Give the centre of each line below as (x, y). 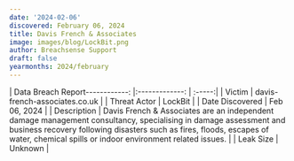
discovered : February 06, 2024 (67, 26)
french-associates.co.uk (54, 101)
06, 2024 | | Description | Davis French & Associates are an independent (141, 111)
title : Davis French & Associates (73, 34)
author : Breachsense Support (63, 50)
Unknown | (29, 148)
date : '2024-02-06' (45, 17)
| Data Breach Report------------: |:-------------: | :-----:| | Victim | (131, 92)
